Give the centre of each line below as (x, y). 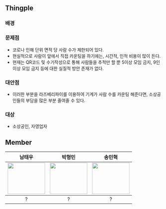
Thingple (19, 8)
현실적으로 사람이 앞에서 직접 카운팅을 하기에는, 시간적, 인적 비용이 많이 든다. (86, 56)
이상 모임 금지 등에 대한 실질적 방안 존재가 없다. (58, 68)
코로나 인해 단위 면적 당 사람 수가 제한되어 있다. (58, 50)
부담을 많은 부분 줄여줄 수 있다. (55, 100)
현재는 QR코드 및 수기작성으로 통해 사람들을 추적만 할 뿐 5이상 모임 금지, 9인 (86, 62)
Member (19, 142)
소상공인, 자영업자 (30, 126)
